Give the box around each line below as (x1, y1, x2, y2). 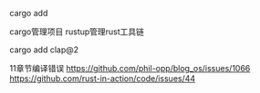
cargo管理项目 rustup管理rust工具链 (9, 26, 144, 37)
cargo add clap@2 (9, 44, 79, 55)
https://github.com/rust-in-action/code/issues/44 (9, 73, 196, 84)
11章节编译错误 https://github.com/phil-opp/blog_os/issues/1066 (9, 63, 251, 73)
